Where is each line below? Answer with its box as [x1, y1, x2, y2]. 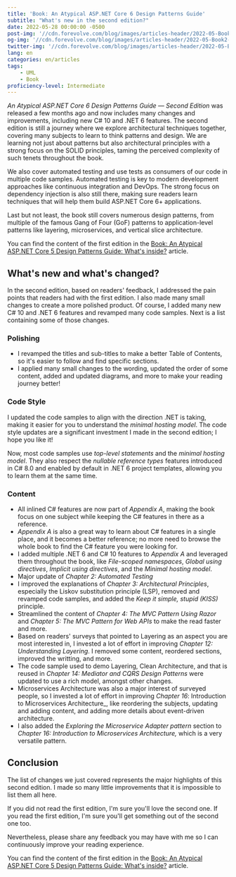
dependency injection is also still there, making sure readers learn [7, 190, 198, 198]
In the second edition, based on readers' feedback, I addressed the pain [7, 286, 216, 295]
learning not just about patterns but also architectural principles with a [7, 139, 211, 148]
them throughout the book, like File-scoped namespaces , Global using [17, 557, 223, 565]
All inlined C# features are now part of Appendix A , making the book [17, 504, 216, 513]
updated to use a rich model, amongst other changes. [17, 677, 173, 685]
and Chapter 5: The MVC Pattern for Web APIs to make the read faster [17, 617, 221, 625]
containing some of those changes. [7, 316, 110, 324]
